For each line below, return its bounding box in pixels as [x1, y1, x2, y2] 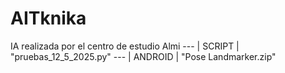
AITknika [10, 7, 87, 30]
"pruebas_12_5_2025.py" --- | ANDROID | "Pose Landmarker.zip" [10, 50, 277, 62]
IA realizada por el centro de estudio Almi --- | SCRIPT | [10, 40, 240, 52]
